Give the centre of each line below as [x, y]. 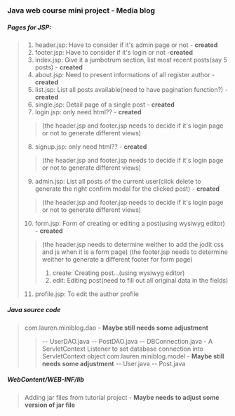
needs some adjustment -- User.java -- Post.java [114, 363]
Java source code [34, 310]
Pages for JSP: [29, 27]
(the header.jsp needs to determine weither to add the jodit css [133, 244]
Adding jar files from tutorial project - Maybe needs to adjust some [122, 397]
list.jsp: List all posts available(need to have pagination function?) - [131, 89]
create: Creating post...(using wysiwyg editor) [119, 273]
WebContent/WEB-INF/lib [46, 380]
